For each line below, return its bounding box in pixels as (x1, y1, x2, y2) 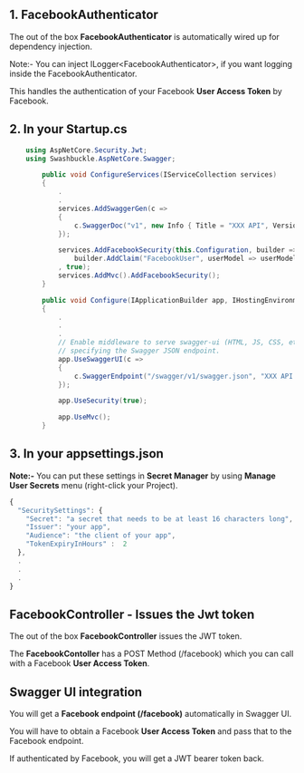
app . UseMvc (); (57, 412, 111, 422)
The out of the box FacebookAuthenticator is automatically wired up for (9, 31, 280, 42)
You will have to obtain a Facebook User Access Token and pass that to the (9, 726, 292, 737)
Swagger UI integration (9, 684, 143, 700)
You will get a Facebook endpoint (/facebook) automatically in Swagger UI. (9, 709, 292, 720)
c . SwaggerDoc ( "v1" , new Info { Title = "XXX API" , (73, 221, 270, 230)
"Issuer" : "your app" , (25, 523, 111, 532)
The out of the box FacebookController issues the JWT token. (9, 631, 242, 642)
